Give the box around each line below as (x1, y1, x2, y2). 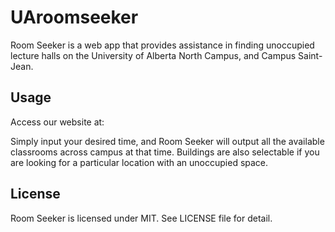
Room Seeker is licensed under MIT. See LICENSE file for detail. (10, 212, 273, 224)
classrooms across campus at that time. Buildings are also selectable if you (10, 146, 320, 158)
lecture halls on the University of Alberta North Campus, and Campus (10, 49, 297, 61)
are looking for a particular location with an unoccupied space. (10, 156, 269, 168)
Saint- (298, 49, 323, 61)
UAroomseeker (10, 6, 139, 29)
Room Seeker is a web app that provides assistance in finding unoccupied (10, 39, 315, 51)
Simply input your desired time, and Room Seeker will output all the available (10, 135, 325, 147)
